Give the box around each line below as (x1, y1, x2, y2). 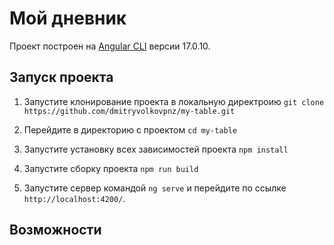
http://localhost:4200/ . (23, 192, 126, 204)
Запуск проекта (9, 69, 114, 86)
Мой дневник (9, 7, 127, 30)
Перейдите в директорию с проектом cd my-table (23, 123, 237, 136)
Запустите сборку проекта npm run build (23, 162, 199, 174)
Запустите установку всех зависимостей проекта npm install (23, 143, 289, 155)
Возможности (9, 222, 102, 239)
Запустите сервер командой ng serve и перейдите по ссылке (23, 182, 287, 194)
